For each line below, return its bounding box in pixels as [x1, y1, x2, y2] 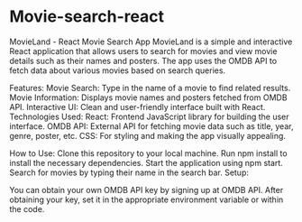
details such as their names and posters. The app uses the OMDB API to [9, 55, 278, 66]
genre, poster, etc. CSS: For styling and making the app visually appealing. [9, 130, 287, 141]
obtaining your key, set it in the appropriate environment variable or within [9, 194, 284, 205]
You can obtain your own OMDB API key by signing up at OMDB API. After [9, 184, 284, 195]
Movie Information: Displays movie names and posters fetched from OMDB [9, 92, 288, 103]
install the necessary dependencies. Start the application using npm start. [9, 157, 284, 168]
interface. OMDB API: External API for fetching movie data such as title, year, [9, 120, 294, 132]
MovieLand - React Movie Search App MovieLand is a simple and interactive [9, 36, 293, 47]
